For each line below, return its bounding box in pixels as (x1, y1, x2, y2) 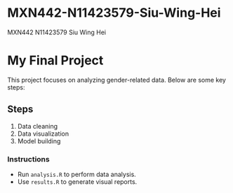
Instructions (7, 154, 51, 164)
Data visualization (17, 129, 69, 138)
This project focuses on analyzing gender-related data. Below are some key (7, 76, 227, 84)
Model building (17, 136, 61, 145)
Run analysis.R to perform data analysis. (17, 170, 137, 178)
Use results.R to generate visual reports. (17, 177, 138, 186)
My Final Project (7, 52, 104, 69)
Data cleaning (17, 122, 58, 130)
